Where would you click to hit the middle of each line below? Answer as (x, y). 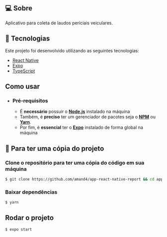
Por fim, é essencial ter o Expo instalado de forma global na (81, 127)
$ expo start (19, 229)
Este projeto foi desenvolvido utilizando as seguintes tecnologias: (72, 50)
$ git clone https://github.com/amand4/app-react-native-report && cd (80, 179)
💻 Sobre (19, 8)
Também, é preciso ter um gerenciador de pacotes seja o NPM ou (87, 117)
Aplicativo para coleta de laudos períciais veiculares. (59, 23)
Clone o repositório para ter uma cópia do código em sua (75, 163)
